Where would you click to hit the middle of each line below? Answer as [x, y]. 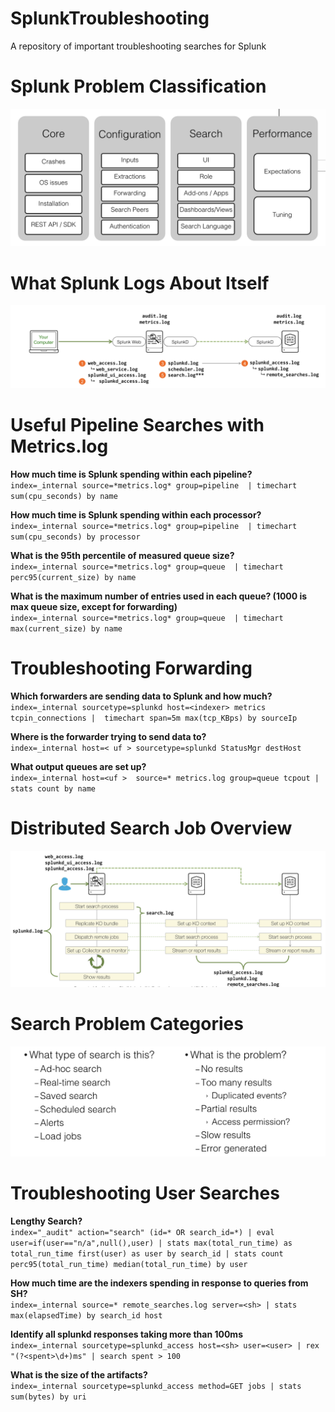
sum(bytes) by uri [48, 1397]
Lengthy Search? [46, 1221]
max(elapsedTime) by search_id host [86, 1316]
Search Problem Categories [127, 1023]
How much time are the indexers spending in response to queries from [159, 1283]
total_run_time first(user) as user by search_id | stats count [147, 1254]
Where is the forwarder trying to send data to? [108, 737]
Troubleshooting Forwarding [131, 668]
